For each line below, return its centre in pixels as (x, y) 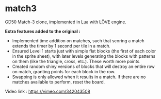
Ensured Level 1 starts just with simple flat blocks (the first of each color (84, 51)
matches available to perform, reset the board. (58, 82)
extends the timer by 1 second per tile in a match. (61, 46)
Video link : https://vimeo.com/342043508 (48, 91)
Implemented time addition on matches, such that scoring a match (78, 41)
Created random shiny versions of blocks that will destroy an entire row (83, 66)
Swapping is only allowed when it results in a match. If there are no (79, 77)
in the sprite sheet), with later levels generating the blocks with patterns (84, 56)
